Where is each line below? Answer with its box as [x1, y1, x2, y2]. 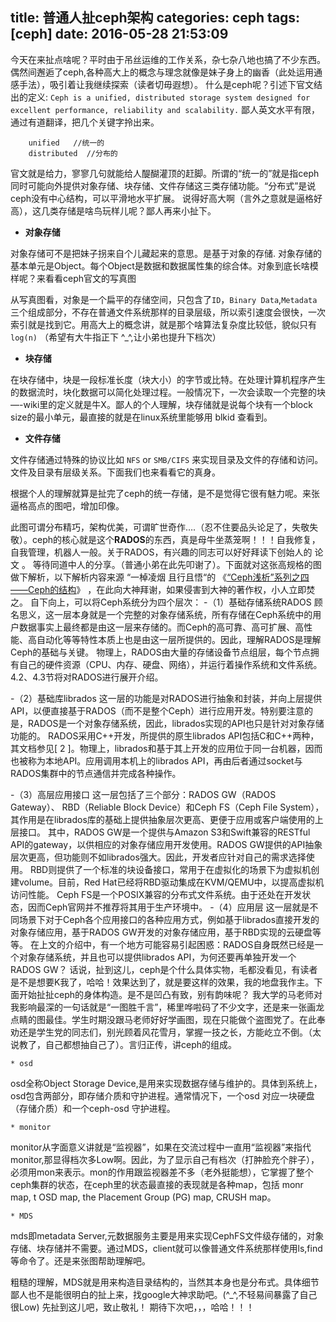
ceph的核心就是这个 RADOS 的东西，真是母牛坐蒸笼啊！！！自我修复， [31, 533, 321, 545]
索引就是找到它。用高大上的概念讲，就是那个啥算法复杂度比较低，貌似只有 [10, 318, 317, 330]
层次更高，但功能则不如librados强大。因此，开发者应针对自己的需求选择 [10, 851, 307, 863]
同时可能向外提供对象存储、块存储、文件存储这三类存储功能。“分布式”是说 [10, 179, 317, 192]
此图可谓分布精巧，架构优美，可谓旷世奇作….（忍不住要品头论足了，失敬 [10, 521, 310, 533]
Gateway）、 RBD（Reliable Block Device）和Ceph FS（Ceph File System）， [10, 801, 325, 813]
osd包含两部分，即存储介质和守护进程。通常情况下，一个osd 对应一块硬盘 [10, 1089, 315, 1102]
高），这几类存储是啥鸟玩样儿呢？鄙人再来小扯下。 [10, 204, 217, 217]
